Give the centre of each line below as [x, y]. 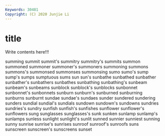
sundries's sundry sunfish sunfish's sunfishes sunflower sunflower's [75, 109]
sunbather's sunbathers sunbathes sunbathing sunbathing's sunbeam [76, 82]
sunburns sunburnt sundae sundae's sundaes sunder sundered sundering [80, 98]
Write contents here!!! [27, 52]
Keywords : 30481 [22, 10]
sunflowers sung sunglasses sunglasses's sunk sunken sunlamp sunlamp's [82, 114]
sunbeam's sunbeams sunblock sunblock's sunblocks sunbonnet [71, 88]
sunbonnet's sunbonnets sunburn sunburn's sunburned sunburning [74, 93]
